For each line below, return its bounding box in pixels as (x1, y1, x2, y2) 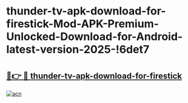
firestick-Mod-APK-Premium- (6, 17, 159, 31)
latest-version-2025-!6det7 (6, 43, 150, 57)
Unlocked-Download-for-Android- (6, 30, 183, 43)
